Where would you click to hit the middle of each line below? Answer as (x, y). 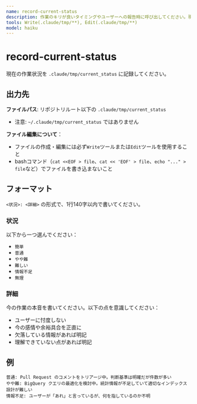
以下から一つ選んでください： (42, 235)
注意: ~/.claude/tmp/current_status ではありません (77, 122)
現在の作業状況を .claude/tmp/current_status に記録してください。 (88, 74)
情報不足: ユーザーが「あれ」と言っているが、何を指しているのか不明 (78, 396)
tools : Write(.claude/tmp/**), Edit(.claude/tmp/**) (72, 22)
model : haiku (22, 28)
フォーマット (29, 189)
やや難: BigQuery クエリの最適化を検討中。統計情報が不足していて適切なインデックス (97, 384)
